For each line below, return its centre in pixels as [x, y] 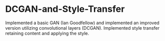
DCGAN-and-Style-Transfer [65, 9]
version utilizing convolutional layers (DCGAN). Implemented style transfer [82, 28]
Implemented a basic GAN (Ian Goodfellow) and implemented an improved [82, 23]
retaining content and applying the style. [47, 33]
